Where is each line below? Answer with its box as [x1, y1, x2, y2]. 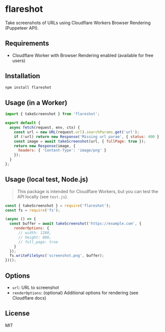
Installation [5, 72, 40, 80]
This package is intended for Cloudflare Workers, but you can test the [17, 188, 159, 194]
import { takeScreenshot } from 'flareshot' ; [5, 112, 100, 117]
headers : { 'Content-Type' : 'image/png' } [18, 148, 107, 153]
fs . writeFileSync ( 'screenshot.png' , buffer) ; [9, 253, 105, 258]
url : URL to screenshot [12, 285, 59, 290]
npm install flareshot [5, 85, 52, 90]
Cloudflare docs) [12, 295, 47, 301]
